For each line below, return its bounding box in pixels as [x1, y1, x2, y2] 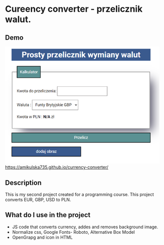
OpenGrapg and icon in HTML [12, 234, 73, 240]
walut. [5, 14, 31, 25]
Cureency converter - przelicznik [5, 3, 143, 15]
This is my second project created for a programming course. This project [5, 191, 154, 197]
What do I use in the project [5, 211, 91, 219]
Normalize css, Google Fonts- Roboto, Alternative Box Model [12, 229, 135, 235]
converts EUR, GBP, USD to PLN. [5, 196, 71, 202]
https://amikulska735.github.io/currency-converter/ [5, 164, 109, 170]
